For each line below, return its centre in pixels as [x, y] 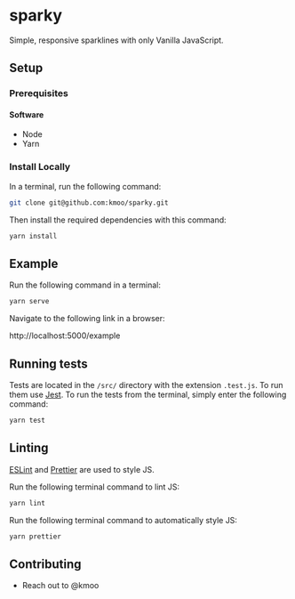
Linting [29, 448]
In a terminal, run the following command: [85, 186]
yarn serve [29, 302]
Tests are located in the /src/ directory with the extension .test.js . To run [146, 385]
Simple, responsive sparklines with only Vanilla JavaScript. [116, 40]
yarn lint [28, 503]
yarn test [28, 420]
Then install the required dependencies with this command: [118, 220]
